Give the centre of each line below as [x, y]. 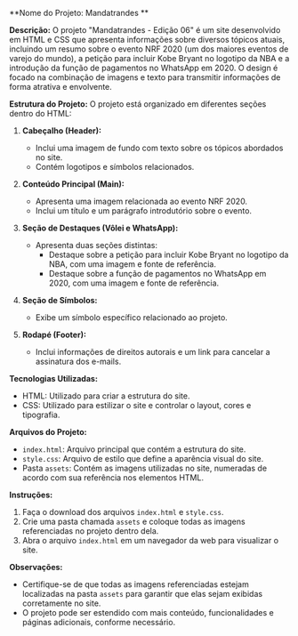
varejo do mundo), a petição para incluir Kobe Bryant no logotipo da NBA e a [149, 58]
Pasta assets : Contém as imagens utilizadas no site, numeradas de [145, 468]
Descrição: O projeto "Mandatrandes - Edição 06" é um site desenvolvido [145, 30]
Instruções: [31, 495]
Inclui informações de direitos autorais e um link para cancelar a [153, 352]
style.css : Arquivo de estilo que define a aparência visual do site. [143, 459]
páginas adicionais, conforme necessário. [99, 622]
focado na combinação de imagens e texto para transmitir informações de [145, 77]
